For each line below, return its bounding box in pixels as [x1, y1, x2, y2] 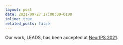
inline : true [5, 16, 32, 21]
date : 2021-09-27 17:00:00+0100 [5, 12, 72, 17]
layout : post [5, 7, 32, 12]
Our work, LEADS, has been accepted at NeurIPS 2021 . [5, 35, 119, 41]
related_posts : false [5, 21, 50, 26]
